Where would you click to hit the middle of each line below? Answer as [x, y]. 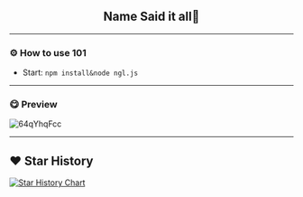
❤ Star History [51, 160]
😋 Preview [33, 105]
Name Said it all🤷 [151, 17]
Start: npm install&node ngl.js [80, 72]
